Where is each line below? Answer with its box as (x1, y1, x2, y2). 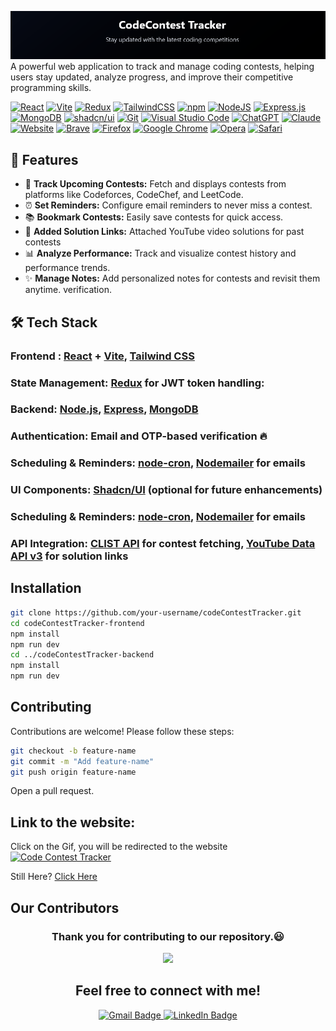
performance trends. (24, 262, 111, 274)
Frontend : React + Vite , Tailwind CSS (10, 349, 195, 363)
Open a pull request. (10, 785, 95, 797)
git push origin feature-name (10, 767, 137, 777)
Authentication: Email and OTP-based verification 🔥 (10, 429, 268, 443)
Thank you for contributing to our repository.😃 (51, 929, 285, 943)
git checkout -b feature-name (10, 746, 137, 756)
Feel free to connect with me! (74, 982, 262, 1000)
